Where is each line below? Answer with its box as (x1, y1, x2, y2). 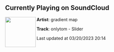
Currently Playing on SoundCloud (5, 4, 110, 12)
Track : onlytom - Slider (36, 26, 83, 32)
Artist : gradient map (36, 16, 78, 22)
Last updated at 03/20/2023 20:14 (36, 35, 106, 41)
